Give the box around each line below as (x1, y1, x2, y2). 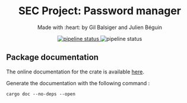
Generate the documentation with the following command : (6, 79, 150, 86)
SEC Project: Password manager (18, 4, 181, 18)
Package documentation (6, 52, 99, 63)
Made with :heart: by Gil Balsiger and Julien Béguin (37, 24, 162, 31)
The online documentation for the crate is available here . (6, 68, 144, 75)
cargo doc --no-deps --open (6, 91, 76, 97)
